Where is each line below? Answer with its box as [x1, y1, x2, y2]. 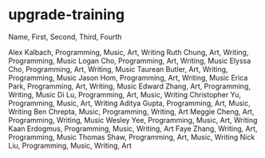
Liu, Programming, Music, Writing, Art [8, 140, 132, 150]
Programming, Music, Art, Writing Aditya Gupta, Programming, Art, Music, [8, 98, 251, 108]
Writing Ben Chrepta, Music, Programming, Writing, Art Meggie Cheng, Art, [8, 106, 255, 117]
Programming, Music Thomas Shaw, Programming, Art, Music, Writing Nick [8, 132, 255, 141]
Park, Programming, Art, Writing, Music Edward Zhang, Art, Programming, [8, 81, 251, 91]
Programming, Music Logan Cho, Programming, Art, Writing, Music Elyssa [8, 56, 251, 65]
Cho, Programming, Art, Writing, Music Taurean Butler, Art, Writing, [8, 64, 229, 73]
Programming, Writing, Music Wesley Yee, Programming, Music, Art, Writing [8, 115, 258, 124]
